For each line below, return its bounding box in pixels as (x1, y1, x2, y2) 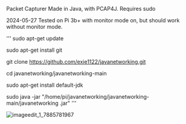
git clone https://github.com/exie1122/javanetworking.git (6, 58, 146, 65)
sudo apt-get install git (6, 46, 62, 54)
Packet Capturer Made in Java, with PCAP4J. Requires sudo (6, 5, 156, 12)
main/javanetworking (6, 99, 59, 107)
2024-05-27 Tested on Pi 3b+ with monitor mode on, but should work (6, 17, 180, 23)
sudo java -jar (6, 93, 41, 100)
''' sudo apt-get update (6, 35, 64, 42)
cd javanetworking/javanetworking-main (6, 70, 107, 77)
